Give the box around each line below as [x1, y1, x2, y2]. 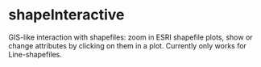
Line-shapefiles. [8, 49, 62, 59]
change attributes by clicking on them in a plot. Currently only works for [8, 40, 247, 50]
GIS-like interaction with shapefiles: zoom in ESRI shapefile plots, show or [8, 32, 253, 42]
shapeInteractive [8, 6, 125, 24]
